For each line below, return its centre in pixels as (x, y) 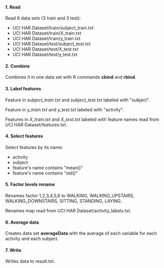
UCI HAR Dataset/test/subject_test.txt (51, 44)
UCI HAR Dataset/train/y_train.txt (46, 39)
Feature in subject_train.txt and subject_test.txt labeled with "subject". (78, 100)
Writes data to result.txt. (30, 261)
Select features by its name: (34, 147)
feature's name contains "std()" (45, 173)
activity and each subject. (32, 239)
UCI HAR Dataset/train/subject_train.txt (53, 28)
